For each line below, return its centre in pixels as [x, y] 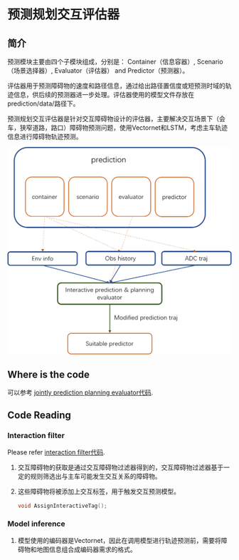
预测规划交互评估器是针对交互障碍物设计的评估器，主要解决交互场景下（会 [116, 119]
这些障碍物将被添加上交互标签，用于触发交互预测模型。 [99, 491]
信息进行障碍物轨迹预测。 [45, 137]
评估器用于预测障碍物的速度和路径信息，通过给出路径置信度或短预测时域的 [116, 86]
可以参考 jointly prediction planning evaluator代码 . [80, 392]
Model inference [36, 524]
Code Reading [39, 416]
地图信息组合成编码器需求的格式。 [86, 549]
